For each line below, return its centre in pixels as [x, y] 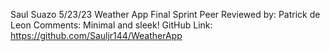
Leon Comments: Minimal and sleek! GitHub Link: [111, 25]
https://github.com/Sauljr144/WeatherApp [96, 35]
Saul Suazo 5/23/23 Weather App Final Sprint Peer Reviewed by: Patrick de [165, 14]
